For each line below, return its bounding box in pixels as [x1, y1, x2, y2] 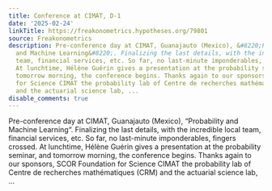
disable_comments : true [8, 94, 89, 102]
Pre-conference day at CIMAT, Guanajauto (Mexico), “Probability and [8, 116, 239, 126]
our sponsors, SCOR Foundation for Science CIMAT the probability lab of [8, 159, 252, 169]
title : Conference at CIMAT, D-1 [8, 11, 121, 20]
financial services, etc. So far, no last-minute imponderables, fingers [8, 134, 236, 143]
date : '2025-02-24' [8, 19, 74, 27]
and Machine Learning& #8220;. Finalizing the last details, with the [15, 49, 255, 57]
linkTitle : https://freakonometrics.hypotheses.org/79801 [8, 27, 208, 35]
